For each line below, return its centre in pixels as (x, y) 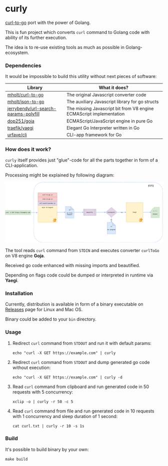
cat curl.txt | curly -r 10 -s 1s (48, 426)
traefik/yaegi (20, 127)
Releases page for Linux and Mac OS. (44, 309)
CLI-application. (22, 165)
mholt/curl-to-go (25, 94)
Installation (19, 293)
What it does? (113, 87)
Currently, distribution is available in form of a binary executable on (74, 304)
